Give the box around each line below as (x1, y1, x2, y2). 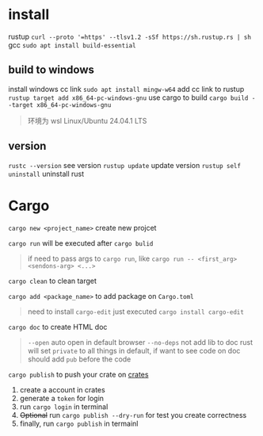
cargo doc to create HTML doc (8, 322, 108, 331)
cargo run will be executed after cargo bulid (8, 238, 154, 247)
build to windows (8, 63, 95, 77)
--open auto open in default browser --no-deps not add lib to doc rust (27, 337, 253, 346)
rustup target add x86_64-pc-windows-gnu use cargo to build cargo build (8, 93, 249, 102)
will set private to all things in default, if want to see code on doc (27, 346, 241, 355)
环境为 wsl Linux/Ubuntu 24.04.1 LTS (27, 116, 147, 125)
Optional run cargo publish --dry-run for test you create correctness (19, 410, 247, 419)
